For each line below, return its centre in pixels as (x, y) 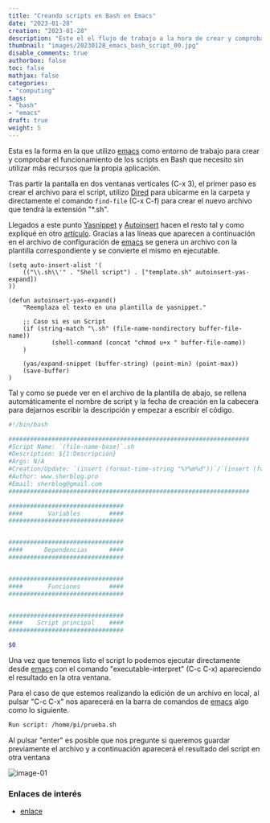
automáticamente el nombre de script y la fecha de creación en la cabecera (133, 401)
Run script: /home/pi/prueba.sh (62, 725)
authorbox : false (37, 61)
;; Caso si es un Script (64, 321)
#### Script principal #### (66, 623)
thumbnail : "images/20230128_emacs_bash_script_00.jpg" (104, 46)
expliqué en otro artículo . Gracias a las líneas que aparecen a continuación (132, 233)
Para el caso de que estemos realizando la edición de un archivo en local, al (134, 693)
